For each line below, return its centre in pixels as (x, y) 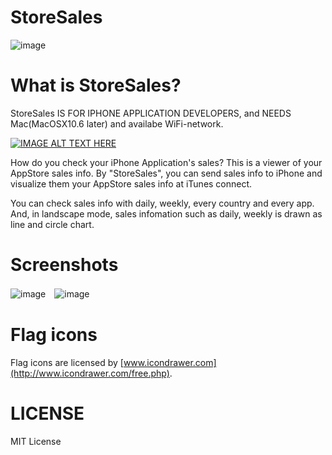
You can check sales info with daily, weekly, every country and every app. (162, 203)
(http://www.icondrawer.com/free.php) (90, 373)
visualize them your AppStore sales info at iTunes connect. (131, 183)
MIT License (36, 441)
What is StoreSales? (96, 85)
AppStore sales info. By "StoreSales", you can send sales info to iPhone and (166, 173)
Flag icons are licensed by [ (67, 362)
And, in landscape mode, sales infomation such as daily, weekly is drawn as (166, 213)
